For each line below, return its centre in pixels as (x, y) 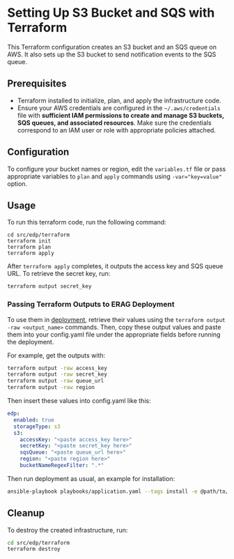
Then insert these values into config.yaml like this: (79, 401)
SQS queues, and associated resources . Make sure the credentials (114, 123)
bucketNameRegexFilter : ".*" (62, 466)
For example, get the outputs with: (56, 355)
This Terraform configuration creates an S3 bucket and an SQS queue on (112, 47)
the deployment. (31, 342)
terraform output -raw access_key (57, 368)
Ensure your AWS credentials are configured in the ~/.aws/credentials (119, 108)
